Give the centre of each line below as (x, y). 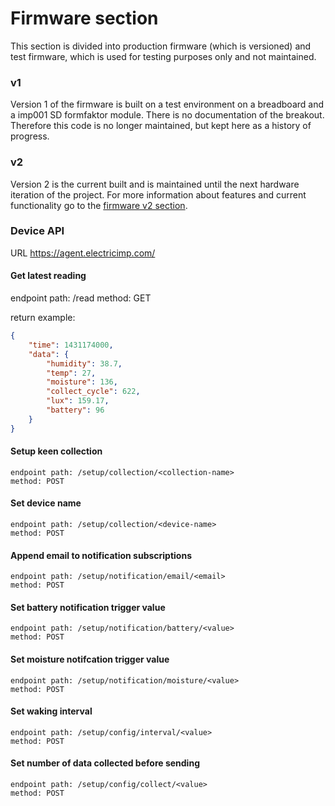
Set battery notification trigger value (88, 607)
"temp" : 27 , (71, 373)
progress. (30, 136)
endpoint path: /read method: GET (81, 298)
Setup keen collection (56, 451)
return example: (43, 318)
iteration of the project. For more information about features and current (158, 194)
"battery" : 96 (75, 410)
